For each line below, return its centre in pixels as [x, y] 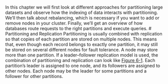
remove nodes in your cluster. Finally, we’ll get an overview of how [74, 23]
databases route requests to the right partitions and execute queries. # [78, 28]
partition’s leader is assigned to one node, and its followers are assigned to [83, 65]
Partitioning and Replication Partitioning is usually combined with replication [84, 34]
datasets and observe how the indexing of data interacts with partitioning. [82, 12]
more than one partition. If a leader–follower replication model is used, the [82, 55]
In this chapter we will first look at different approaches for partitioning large [84, 7]
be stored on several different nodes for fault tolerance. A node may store [81, 50]
